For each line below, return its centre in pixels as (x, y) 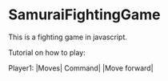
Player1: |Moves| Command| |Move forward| (81, 68)
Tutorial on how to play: (47, 52)
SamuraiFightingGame (85, 15)
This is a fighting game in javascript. (68, 37)
